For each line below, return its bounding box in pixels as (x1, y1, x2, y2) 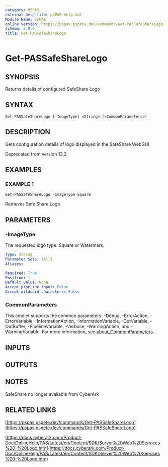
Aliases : (5, 261, 24, 267)
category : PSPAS (5, 7, 39, 13)
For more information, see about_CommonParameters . (42, 329, 154, 335)
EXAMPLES (5, 166, 42, 174)
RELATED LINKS (5, 406, 56, 414)
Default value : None (5, 280, 49, 285)
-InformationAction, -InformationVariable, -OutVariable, (35, 318, 149, 324)
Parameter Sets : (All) (5, 256, 53, 262)
